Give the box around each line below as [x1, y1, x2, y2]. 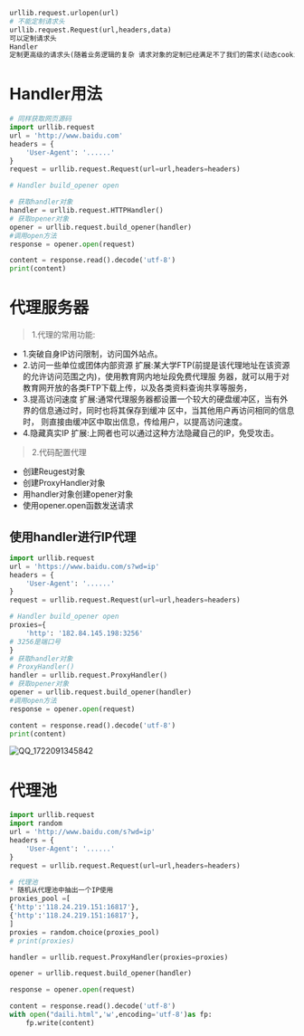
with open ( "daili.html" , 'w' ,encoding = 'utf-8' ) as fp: [9, 1010, 213, 1019]
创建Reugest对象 [22, 466, 86, 477]
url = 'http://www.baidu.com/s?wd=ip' [9, 828, 156, 837]
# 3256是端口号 [9, 637, 62, 646]
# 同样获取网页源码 [9, 114, 72, 124]
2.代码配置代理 [31, 447, 88, 458]
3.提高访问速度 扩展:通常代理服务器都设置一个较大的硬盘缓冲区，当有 [22, 394, 280, 404]
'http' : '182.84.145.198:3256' [25, 629, 144, 638]
